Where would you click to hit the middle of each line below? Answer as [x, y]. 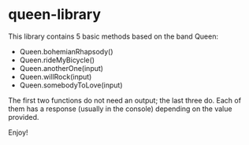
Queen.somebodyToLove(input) [71, 85]
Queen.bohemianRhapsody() [66, 51]
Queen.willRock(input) [56, 76]
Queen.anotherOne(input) [61, 68]
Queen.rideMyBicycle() [57, 60]
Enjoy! [19, 132]
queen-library [54, 15]
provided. [24, 117]
